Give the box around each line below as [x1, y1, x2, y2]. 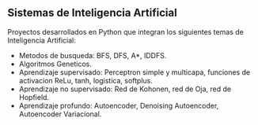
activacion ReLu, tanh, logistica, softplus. [18, 75, 154, 85]
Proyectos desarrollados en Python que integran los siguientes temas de [7, 27, 245, 36]
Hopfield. [18, 92, 49, 101]
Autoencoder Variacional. [18, 109, 102, 119]
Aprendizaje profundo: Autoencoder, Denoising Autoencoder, [18, 101, 219, 110]
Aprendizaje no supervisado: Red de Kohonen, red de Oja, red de [18, 84, 231, 94]
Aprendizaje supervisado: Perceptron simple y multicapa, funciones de [18, 67, 251, 77]
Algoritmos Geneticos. [18, 59, 93, 68]
